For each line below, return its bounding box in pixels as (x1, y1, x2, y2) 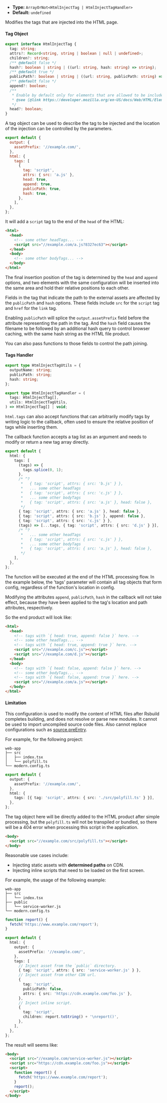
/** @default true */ (9, 69, 55, 74)
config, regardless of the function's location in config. (5, 584, 115, 590)
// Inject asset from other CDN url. (18, 973, 97, 978)
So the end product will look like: (5, 614, 72, 620)
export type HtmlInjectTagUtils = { (5, 363, 81, 368)
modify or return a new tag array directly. (5, 439, 89, 445)
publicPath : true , (23, 186, 61, 191)
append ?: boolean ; (9, 83, 48, 89)
